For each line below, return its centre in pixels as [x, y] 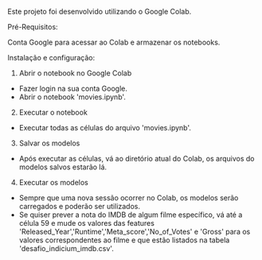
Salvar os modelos [49, 143]
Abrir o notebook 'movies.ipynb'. [72, 97]
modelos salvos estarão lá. [63, 167]
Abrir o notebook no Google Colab [75, 73]
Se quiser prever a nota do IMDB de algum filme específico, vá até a [131, 215]
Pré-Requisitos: [33, 27]
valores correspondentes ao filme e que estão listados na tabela [124, 240]
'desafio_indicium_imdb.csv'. [66, 248]
